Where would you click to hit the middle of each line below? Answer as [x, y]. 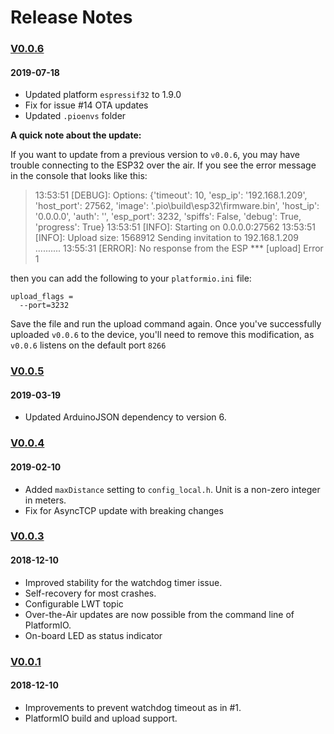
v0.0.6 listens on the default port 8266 [88, 345]
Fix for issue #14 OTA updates [86, 105]
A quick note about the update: [76, 135]
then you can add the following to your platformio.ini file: [131, 278]
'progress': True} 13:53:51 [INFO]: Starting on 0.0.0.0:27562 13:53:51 [175, 227]
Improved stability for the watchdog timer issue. [123, 582]
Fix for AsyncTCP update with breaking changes [124, 510]
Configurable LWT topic [74, 603]
